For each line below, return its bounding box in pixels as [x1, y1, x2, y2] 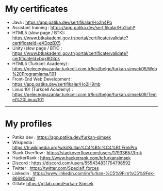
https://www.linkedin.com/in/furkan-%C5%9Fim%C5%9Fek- [33, 170, 155, 176]
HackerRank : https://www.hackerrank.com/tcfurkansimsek [12, 155, 131, 160]
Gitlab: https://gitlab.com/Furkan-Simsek [12, 180, 94, 186]
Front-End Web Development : [12, 76, 73, 82]
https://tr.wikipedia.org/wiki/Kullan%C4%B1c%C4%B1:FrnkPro [12, 144, 137, 150]
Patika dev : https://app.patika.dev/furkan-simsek [12, 134, 112, 140]
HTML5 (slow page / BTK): [12, 30, 65, 35]
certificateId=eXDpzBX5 [12, 40, 61, 46]
